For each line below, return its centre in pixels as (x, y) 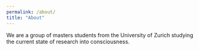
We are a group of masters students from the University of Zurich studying (100, 35)
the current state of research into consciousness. (68, 41)
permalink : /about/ (31, 12)
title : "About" (26, 18)
